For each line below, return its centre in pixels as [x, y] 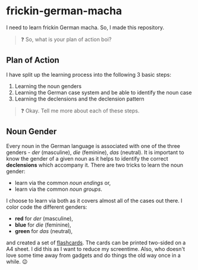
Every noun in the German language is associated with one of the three [93, 146]
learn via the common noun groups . [59, 189]
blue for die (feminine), [43, 225]
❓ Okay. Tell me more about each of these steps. [80, 111]
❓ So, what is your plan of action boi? [66, 39]
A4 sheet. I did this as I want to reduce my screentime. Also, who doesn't [96, 249]
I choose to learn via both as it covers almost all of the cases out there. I [94, 200]
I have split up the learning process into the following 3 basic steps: [89, 74]
